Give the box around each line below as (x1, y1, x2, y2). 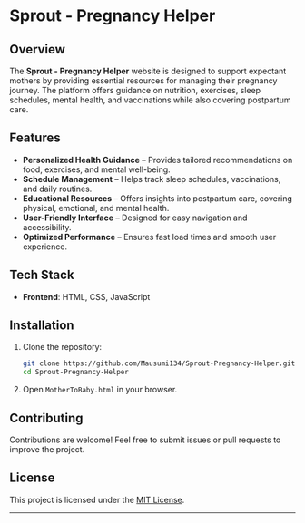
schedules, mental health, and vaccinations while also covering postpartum (9, 94, 291, 105)
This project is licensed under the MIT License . (9, 494, 185, 505)
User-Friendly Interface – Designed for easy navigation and (22, 212, 248, 223)
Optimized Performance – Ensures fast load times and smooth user (22, 231, 277, 242)
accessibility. (22, 221, 72, 232)
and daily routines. (22, 183, 93, 194)
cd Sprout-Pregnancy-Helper (22, 368, 129, 377)
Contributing (9, 410, 84, 426)
